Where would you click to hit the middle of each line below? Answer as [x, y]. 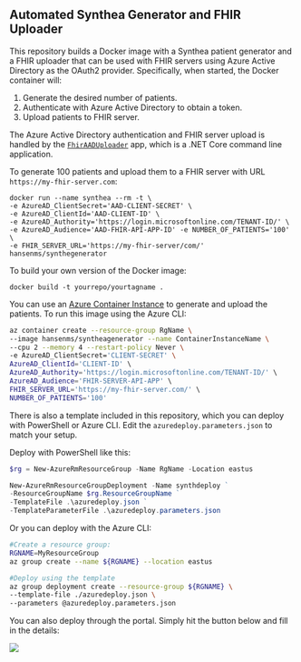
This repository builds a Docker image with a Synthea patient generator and [150, 51]
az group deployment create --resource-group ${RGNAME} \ [121, 587]
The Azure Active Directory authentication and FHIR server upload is [137, 135]
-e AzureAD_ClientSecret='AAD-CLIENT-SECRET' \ [101, 206]
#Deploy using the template [63, 578]
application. [31, 154]
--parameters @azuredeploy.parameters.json [93, 604]
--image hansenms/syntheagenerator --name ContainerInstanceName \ [140, 339]
